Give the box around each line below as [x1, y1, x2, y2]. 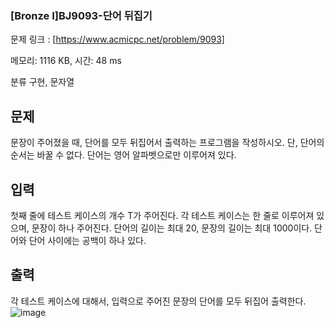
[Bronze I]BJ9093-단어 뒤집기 [10, 8, 153, 22]
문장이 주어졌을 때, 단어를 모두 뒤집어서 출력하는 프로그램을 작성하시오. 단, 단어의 [10, 137, 325, 149]
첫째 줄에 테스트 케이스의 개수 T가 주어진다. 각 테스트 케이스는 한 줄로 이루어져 [10, 209, 315, 221]
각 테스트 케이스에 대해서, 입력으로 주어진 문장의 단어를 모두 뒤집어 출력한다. [10, 295, 307, 307]
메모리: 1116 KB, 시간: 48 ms [10, 55, 122, 67]
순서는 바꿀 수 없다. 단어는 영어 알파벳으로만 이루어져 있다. [10, 149, 237, 161]
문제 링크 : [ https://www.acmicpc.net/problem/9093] [10, 33, 225, 46]
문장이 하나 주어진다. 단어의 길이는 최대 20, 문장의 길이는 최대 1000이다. [31, 222, 313, 234]
